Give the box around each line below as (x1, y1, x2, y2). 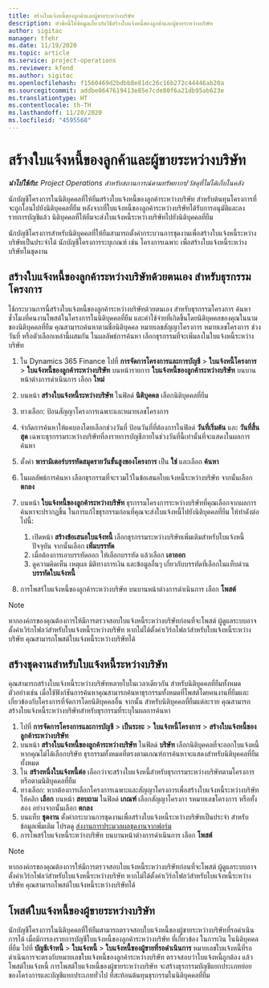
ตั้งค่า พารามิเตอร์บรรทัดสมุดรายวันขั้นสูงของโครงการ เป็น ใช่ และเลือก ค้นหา (19, 456, 219, 466)
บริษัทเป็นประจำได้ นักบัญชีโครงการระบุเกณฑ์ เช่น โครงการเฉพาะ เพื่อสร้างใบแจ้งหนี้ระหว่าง (8, 237, 247, 247)
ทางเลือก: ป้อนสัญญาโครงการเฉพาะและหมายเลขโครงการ (19, 406, 169, 416)
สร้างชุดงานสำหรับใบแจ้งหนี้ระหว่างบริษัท (8, 658, 168, 672)
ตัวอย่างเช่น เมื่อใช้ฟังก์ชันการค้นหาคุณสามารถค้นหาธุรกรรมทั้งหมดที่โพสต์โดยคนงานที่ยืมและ (8, 688, 249, 697)
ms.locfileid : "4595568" (8, 116, 92, 125)
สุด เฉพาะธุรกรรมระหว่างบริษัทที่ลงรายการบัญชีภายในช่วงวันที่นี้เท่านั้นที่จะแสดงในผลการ (19, 431, 251, 441)
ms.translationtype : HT (8, 94, 88, 102)
